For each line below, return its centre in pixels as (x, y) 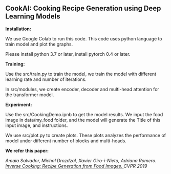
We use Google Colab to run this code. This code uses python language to (84, 38)
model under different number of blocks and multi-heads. (66, 141)
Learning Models (33, 17)
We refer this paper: (27, 150)
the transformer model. (30, 95)
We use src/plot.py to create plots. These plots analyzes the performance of (86, 135)
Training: (15, 64)
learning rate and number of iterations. (46, 79)
